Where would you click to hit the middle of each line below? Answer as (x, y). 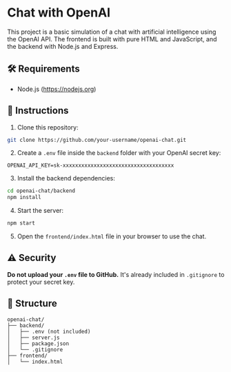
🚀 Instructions (38, 111)
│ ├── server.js (33, 338)
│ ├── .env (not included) (49, 331)
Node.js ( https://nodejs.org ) (57, 89)
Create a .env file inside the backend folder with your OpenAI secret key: (119, 153)
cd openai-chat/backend (41, 191)
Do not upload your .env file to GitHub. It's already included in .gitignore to (116, 274)
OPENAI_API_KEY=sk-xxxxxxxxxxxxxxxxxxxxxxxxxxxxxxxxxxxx (91, 166)
